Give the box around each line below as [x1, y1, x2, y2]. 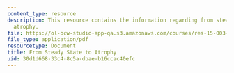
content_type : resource [7, 10, 77, 17]
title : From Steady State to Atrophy [7, 49, 117, 56]
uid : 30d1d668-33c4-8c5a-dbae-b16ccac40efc [7, 56, 136, 63]
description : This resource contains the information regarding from [7, 17, 214, 24]
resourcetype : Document [7, 42, 77, 49]
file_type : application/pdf [7, 36, 89, 43]
